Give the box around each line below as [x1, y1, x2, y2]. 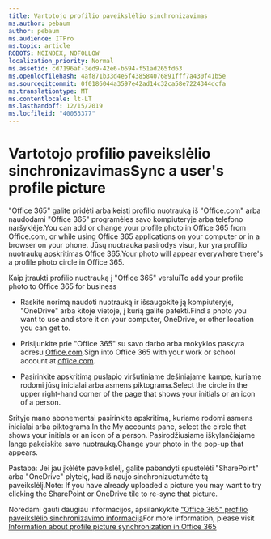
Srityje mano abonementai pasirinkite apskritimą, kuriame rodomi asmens [8, 413, 253, 422]
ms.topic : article [8, 42, 70, 50]
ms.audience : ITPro [8, 34, 74, 43]
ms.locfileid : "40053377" [8, 110, 95, 118]
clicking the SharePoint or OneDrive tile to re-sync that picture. [8, 489, 218, 499]
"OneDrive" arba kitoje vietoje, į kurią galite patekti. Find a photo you [19, 305, 247, 316]
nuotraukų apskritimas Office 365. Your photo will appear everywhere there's [8, 248, 264, 258]
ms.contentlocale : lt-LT [8, 95, 92, 103]
